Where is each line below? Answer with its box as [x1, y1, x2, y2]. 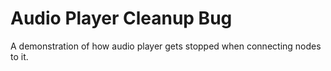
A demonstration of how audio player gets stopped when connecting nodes [10, 40, 322, 52]
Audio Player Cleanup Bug [10, 7, 233, 30]
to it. [10, 50, 29, 62]
